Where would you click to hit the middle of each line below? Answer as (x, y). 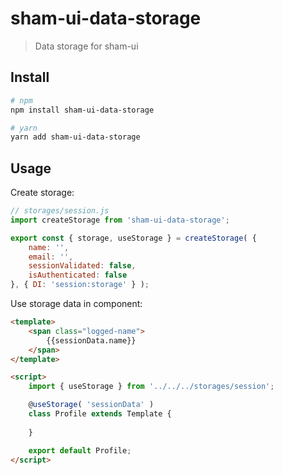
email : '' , (51, 257)
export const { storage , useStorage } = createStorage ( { (133, 238)
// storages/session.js (60, 211)
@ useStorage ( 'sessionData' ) (91, 405)
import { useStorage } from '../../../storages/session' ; (151, 387)
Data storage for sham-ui (86, 46)
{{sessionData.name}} (91, 340)
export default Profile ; (80, 450)
